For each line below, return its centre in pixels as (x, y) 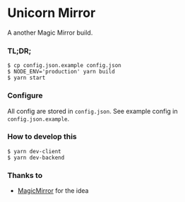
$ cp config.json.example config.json (64, 66)
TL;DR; (19, 51)
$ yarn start (26, 78)
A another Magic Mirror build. (50, 32)
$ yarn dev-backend (36, 158)
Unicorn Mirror (52, 13)
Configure (25, 95)
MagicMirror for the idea (53, 191)
